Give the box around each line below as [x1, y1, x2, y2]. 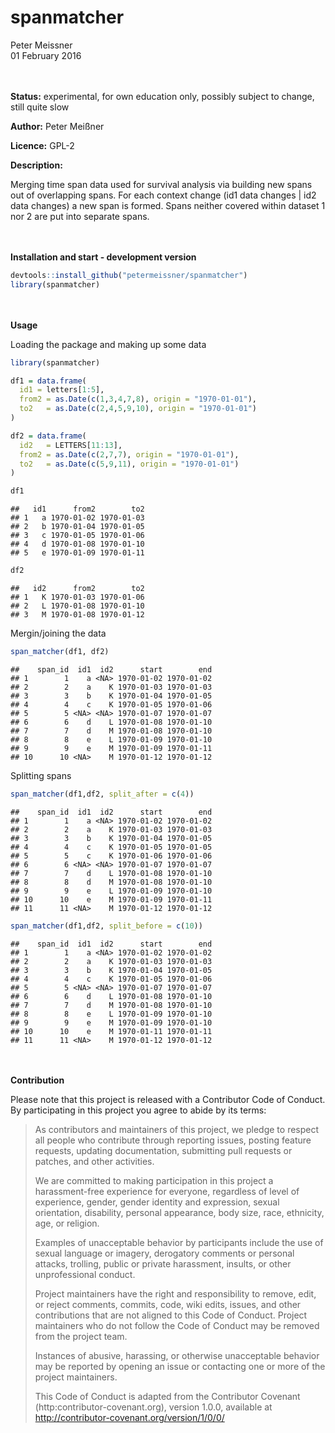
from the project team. [34, 1330, 128, 1342]
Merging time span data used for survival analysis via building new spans [10, 178, 313, 190]
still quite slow [10, 101, 70, 113]
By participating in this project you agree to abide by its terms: [10, 1104, 267, 1116]
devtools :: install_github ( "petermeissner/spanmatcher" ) [10, 270, 248, 280]
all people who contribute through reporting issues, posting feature [34, 1134, 312, 1146]
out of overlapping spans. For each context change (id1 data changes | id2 [10, 189, 317, 201]
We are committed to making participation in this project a [34, 1174, 274, 1186]
